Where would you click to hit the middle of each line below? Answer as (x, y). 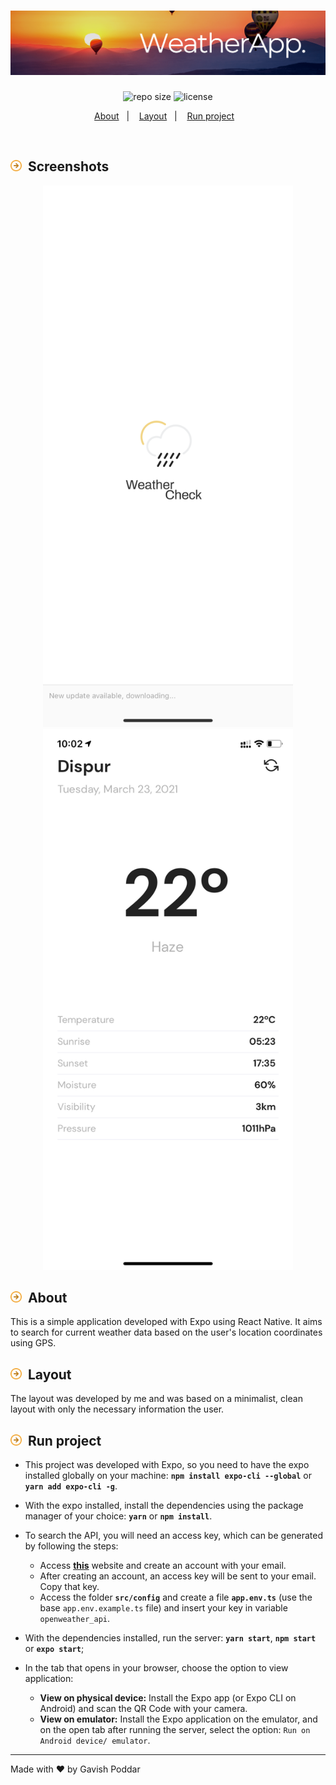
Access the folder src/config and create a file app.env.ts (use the (176, 1597)
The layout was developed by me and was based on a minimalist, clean (156, 1399)
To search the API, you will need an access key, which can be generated (174, 1535)
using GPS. (33, 1343)
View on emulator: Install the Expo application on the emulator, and (178, 1719)
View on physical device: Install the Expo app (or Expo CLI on (168, 1697)
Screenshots (68, 166)
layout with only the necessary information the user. (117, 1409)
